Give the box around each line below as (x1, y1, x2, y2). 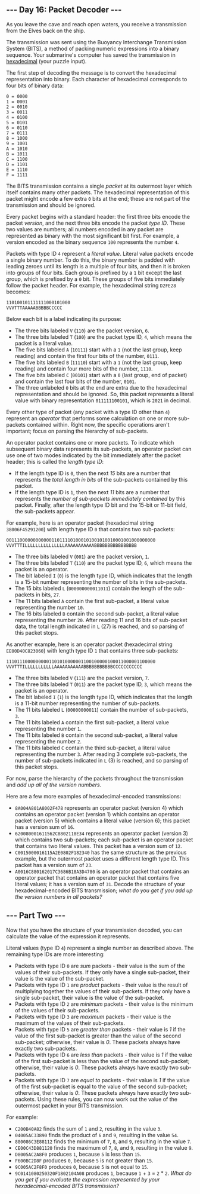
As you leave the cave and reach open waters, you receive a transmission (6, 20, 187, 27)
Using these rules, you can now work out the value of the (37, 1095, 177, 1103)
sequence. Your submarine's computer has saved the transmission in (6, 51, 176, 59)
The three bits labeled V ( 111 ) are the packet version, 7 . (14, 674, 150, 681)
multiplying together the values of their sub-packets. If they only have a (14, 987, 190, 994)
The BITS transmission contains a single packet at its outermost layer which (6, 182, 192, 189)
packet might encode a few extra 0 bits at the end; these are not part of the (6, 195, 190, 202)
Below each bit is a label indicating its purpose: (6, 315, 122, 322)
